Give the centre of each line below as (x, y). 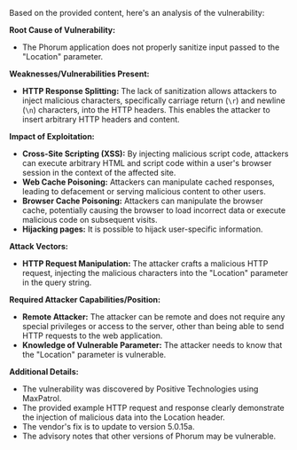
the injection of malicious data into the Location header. (124, 417)
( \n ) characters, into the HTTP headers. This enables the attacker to (146, 110)
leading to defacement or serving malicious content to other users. (144, 191)
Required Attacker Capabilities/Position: (85, 300)
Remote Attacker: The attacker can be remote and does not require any (153, 317)
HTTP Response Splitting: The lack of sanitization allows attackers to (149, 91)
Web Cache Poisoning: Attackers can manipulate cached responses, (148, 182)
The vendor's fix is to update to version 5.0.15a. (108, 426)
